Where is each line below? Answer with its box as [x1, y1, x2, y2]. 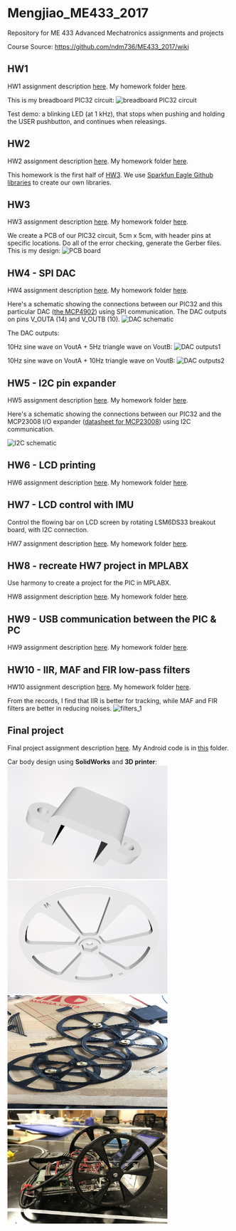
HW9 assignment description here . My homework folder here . [7, 643, 188, 652]
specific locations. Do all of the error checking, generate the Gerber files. [7, 239, 222, 247]
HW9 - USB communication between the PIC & [7, 613, 217, 625]
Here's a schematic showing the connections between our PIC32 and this [7, 300, 222, 308]
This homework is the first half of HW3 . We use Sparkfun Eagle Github [7, 170, 213, 179]
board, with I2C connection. [7, 525, 89, 534]
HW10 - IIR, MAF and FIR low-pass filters [7, 664, 191, 676]
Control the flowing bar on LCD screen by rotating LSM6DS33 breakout [7, 518, 216, 526]
